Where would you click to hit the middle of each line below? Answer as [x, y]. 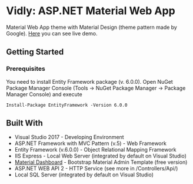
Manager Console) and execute [44, 94]
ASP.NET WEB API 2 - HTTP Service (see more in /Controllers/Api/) [96, 169]
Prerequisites [26, 69]
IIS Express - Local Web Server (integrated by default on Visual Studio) [101, 156]
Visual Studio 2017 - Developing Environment [69, 137]
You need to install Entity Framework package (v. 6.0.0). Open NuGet [90, 81]
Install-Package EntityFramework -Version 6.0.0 [67, 105]
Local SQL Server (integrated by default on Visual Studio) [84, 175]
